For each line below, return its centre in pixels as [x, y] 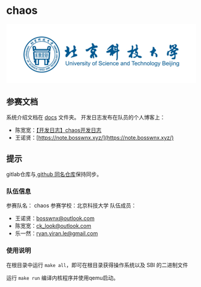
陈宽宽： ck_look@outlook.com [53, 226]
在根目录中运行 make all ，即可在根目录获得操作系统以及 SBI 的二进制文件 [97, 265]
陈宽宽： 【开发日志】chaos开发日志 [58, 130]
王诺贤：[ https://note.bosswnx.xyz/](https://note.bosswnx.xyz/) [94, 138]
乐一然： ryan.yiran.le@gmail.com [56, 233]
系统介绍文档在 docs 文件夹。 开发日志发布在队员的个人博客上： [86, 118]
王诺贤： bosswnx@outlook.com [55, 218]
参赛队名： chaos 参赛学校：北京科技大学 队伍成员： [71, 206]
